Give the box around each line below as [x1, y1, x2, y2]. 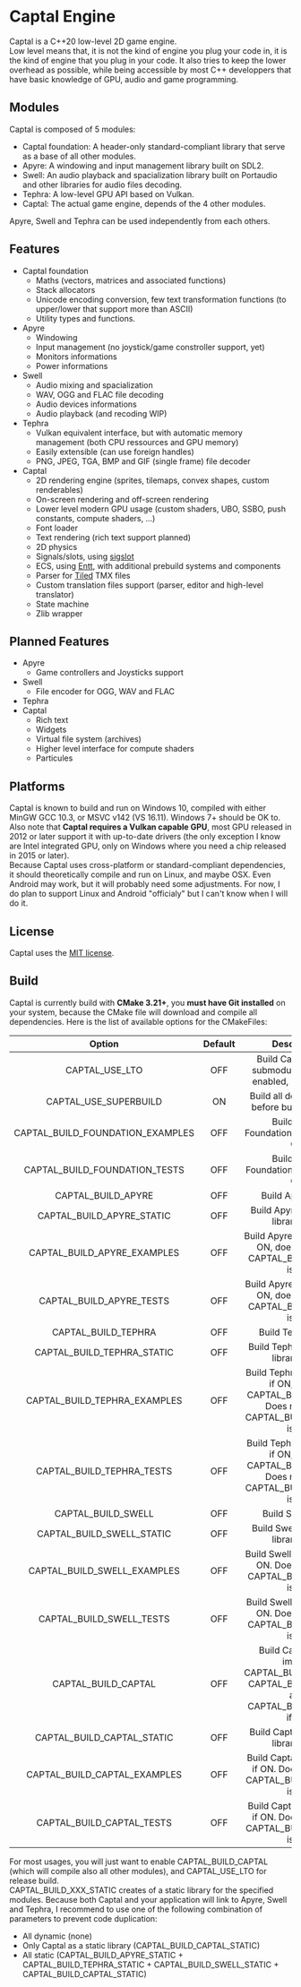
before [251, 1100, 279, 1113]
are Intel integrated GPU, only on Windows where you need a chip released [9, 840, 287, 852]
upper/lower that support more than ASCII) [35, 303, 193, 314]
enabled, [252, 1075, 289, 1088]
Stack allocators [35, 284, 96, 295]
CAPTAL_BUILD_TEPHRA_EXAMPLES [25, 1394, 183, 1406]
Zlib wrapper [35, 607, 83, 619]
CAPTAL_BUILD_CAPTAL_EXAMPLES [26, 1768, 182, 1780]
